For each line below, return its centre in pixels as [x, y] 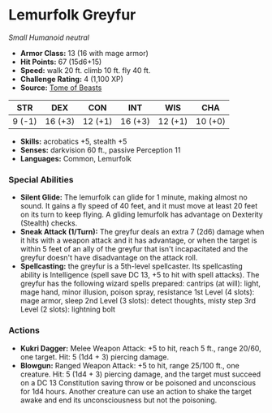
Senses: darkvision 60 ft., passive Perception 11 [100, 150]
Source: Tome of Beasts [61, 88]
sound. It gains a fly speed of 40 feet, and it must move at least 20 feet [139, 206]
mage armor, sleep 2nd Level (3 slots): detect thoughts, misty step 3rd [138, 301]
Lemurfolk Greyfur [72, 15]
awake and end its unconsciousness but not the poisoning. [119, 400]
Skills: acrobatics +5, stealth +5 [73, 141]
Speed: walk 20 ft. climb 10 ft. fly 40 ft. [85, 70]
